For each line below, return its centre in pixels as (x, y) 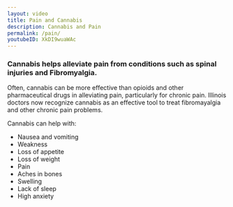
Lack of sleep (37, 189)
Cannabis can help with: (42, 123)
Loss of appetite (41, 152)
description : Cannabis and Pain (54, 26)
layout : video (28, 14)
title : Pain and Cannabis (45, 20)
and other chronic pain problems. (55, 110)
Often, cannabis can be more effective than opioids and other (96, 88)
